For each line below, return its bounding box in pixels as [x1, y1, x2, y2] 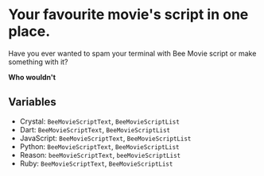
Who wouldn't [8, 72, 56, 82]
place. [8, 22, 50, 40]
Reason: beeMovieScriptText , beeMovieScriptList [19, 150, 181, 159]
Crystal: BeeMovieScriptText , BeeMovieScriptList [19, 117, 181, 126]
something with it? [8, 57, 69, 67]
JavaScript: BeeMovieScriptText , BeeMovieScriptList [19, 133, 192, 143]
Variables [8, 95, 57, 109]
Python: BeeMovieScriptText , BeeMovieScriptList [19, 141, 181, 151]
